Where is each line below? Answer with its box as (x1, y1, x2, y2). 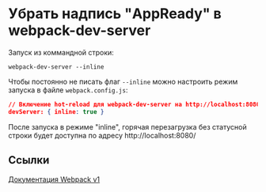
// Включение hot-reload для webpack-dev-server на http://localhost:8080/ (8, 100, 264, 108)
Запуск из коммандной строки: (8, 47, 115, 57)
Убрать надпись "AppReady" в (8, 5, 222, 23)
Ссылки (8, 153, 50, 167)
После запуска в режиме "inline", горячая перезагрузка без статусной (8, 122, 247, 131)
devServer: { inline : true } (8, 107, 104, 115)
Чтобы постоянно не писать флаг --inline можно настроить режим (8, 77, 238, 86)
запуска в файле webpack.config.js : (8, 85, 128, 95)
